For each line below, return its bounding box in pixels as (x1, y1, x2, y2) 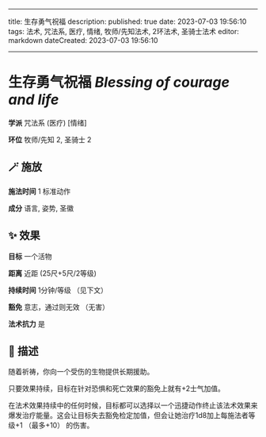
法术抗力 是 (8, 319, 45, 328)
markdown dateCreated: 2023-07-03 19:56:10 (8, 36, 158, 44)
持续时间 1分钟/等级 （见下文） (8, 285, 108, 295)
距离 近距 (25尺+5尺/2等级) (8, 268, 97, 278)
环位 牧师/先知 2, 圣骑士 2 (8, 134, 92, 144)
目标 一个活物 (8, 251, 52, 261)
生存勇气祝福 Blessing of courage (8, 73, 230, 91)
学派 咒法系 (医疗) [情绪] (8, 118, 87, 127)
